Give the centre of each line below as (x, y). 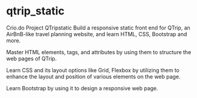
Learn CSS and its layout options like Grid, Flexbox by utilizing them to (93, 70)
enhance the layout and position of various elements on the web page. (93, 76)
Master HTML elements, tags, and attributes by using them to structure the (99, 52)
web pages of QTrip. (32, 58)
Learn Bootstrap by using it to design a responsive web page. (82, 88)
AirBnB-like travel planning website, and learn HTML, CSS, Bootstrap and (97, 34)
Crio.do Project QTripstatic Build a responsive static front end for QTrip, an (98, 28)
